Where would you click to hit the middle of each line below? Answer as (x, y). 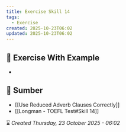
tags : (13, 17)
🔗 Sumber (25, 90)
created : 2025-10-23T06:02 (39, 28)
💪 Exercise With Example (53, 58)
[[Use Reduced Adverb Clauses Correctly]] (67, 105)
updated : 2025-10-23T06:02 (39, 34)
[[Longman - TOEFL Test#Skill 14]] (57, 111)
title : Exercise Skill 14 (38, 12)
